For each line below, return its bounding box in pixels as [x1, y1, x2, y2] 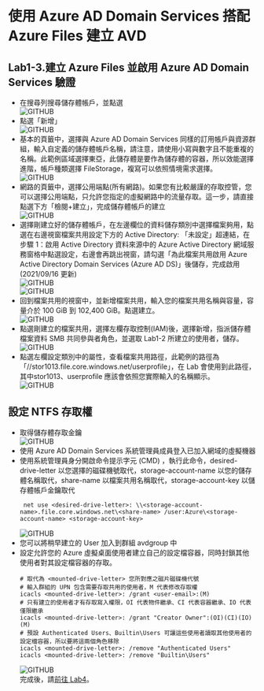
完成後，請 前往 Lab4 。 [19, 674, 94, 684]
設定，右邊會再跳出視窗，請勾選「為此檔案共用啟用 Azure [60, 250, 247, 258]
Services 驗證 [8, 76, 76, 89]
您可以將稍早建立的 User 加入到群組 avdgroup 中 [19, 537, 178, 548]
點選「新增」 [19, 116, 61, 125]
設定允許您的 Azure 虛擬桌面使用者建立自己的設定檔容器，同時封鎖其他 [19, 548, 250, 557]
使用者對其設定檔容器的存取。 [19, 557, 116, 567]
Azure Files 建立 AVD [8, 27, 147, 45]
